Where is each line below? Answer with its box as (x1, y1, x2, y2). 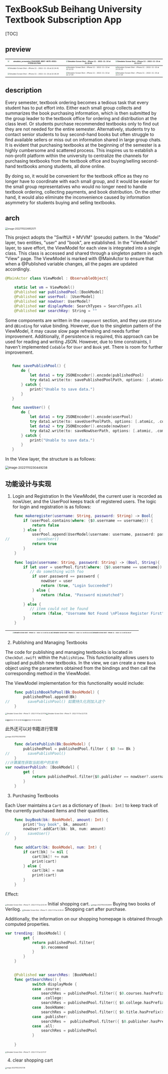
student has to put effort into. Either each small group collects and (5, 105, 141, 111)
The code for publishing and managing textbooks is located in (5, 649, 133, 655)
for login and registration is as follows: (12, 504, 91, 510)
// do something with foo (29, 569, 84, 574)
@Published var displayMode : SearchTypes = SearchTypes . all (14, 304, 142, 309)
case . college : (31, 995, 64, 1001)
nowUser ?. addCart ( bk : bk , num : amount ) (23, 826, 106, 831)
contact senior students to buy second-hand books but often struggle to (5, 131, 154, 137)
